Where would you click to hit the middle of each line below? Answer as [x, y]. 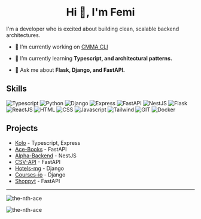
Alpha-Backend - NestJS [45, 156]
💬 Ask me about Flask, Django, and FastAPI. [70, 70]
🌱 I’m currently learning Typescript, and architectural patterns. [93, 58]
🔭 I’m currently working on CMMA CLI [61, 47]
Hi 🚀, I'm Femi [100, 12]
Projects [22, 128]
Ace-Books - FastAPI [41, 149]
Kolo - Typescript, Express [48, 142]
